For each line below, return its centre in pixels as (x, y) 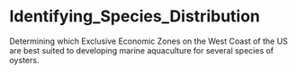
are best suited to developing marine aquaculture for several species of (142, 50)
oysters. (24, 60)
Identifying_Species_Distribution (135, 16)
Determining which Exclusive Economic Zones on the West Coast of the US (148, 41)
